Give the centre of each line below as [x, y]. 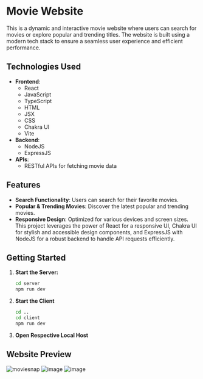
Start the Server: [37, 272]
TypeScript [38, 101]
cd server [28, 284]
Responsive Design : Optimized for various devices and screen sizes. [101, 219]
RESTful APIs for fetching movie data [71, 165]
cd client [28, 318]
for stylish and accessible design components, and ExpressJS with [99, 232]
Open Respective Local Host [52, 335]
